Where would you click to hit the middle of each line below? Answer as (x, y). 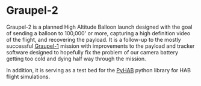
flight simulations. (28, 76)
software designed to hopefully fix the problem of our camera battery (92, 52)
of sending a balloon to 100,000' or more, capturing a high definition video (98, 33)
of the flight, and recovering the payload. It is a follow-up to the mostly (94, 39)
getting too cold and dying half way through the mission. (76, 59)
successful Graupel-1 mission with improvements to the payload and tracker (100, 46)
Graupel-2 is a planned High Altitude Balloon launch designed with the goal (99, 27)
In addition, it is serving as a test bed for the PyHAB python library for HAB (99, 70)
